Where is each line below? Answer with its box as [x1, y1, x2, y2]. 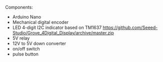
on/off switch [12, 46, 40, 51]
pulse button [12, 51, 39, 57]
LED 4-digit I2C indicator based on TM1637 [12, 24, 102, 30]
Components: [5, 4, 33, 10]
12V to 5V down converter [12, 40, 66, 46]
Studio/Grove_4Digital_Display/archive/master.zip [12, 30, 114, 35]
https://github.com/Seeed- [102, 24, 158, 30]
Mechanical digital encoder [12, 19, 69, 25]
